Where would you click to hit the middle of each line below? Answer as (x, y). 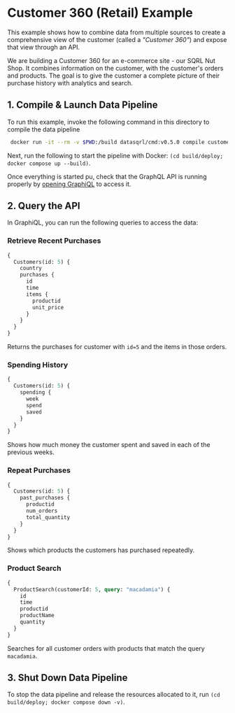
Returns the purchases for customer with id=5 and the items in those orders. (117, 347)
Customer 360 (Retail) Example (100, 13)
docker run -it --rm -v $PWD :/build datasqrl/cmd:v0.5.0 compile (107, 142)
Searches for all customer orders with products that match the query (106, 648)
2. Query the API (44, 206)
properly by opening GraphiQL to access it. (69, 184)
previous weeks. (31, 452)
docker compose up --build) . (49, 163)
